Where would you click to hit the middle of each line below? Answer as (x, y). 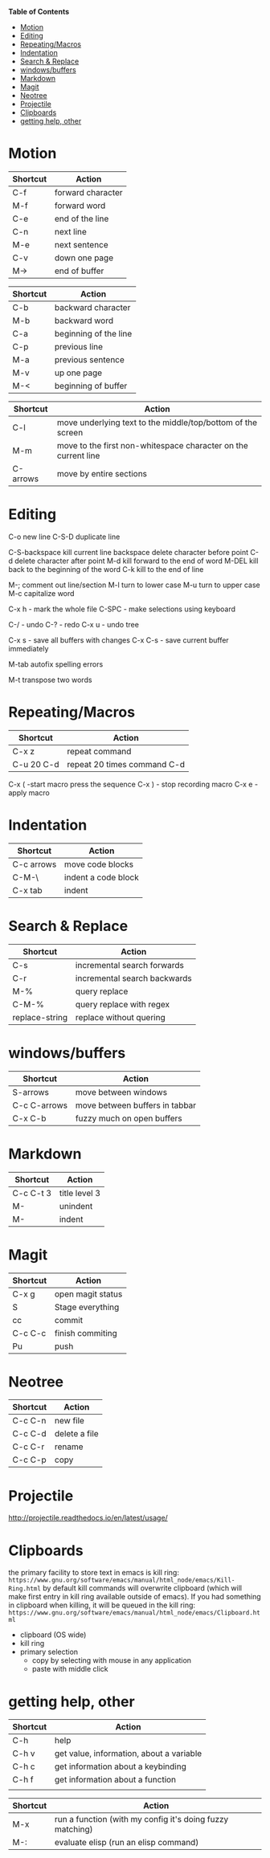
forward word (80, 206)
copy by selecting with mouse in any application (111, 1660)
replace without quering (121, 1017)
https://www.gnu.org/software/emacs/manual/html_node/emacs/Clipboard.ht (135, 1613)
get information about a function (116, 1780)
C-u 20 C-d (36, 764)
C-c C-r (29, 1447)
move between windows (121, 1092)
